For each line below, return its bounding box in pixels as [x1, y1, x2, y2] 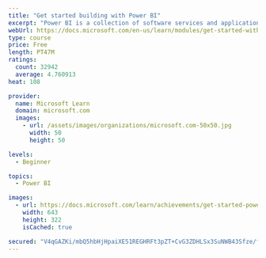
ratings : [8, 56, 37, 64]
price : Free [8, 41, 47, 49]
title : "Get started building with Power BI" [8, 11, 161, 20]
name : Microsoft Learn [15, 100, 90, 108]
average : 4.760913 [15, 70, 77, 78]
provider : [8, 92, 41, 100]
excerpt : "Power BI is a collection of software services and [8, 19, 218, 27]
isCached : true [22, 223, 73, 231]
